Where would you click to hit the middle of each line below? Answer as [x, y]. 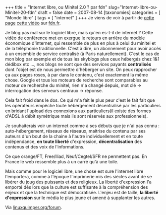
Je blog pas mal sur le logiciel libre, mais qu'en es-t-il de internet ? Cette [79, 33]
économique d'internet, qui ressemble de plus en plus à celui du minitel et [81, 43]
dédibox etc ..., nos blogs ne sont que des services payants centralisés [78, 64]
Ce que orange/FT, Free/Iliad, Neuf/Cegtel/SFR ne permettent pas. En [76, 156]
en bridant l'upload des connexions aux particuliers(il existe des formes [78, 111]
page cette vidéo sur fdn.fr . [33, 23]
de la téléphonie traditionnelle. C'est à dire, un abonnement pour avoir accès [83, 48]
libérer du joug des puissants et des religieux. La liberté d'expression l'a [79, 182]
